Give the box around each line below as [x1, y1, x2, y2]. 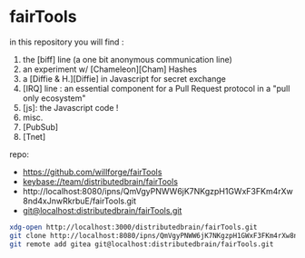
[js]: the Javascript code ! [22, 102, 119, 113]
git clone [9, 231, 47, 240]
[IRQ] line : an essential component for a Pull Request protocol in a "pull [22, 83, 290, 94]
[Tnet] [22, 131, 46, 142]
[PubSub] [22, 121, 59, 133]
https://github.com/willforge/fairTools [22, 166, 162, 177]
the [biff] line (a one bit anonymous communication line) [22, 54, 233, 64]
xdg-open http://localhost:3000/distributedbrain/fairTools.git [9, 223, 258, 232]
